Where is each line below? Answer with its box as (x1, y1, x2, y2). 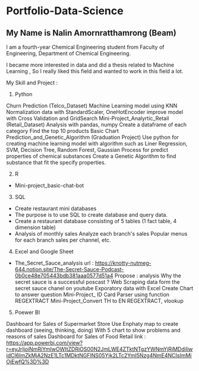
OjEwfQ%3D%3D (6, 358, 49, 365)
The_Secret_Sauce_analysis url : (14, 259, 94, 267)
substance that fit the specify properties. (6, 159, 106, 166)
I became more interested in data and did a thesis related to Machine (6, 61, 175, 68)
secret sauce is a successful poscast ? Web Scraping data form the (14, 278, 180, 286)
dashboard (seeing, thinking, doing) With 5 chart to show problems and (6, 326, 181, 334)
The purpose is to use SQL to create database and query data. (14, 211, 168, 218)
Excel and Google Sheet (14, 248, 74, 255)
